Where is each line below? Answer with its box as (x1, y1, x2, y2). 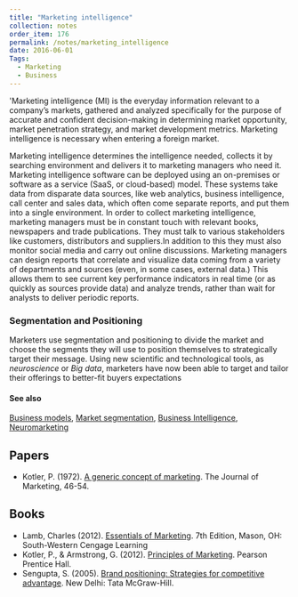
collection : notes (9, 21, 77, 30)
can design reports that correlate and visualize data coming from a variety (9, 254, 281, 265)
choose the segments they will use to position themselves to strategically (9, 344, 278, 355)
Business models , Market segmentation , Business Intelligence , (9, 413, 238, 424)
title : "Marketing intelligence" (9, 12, 133, 22)
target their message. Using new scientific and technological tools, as (9, 353, 264, 365)
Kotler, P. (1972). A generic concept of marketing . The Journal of (21, 472, 260, 482)
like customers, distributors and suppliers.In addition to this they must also (9, 235, 282, 246)
